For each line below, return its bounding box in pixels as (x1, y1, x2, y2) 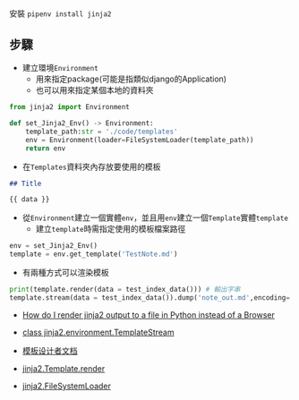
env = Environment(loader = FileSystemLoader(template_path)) (25, 135, 254, 144)
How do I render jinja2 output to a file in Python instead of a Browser (21, 309, 275, 320)
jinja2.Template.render (21, 362, 106, 374)
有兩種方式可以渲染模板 (21, 268, 109, 278)
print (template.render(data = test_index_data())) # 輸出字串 (9, 285, 241, 294)
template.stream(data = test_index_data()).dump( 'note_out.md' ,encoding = (9, 293, 291, 302)
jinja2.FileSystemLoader (21, 380, 112, 391)
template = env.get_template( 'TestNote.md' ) (9, 250, 178, 259)
